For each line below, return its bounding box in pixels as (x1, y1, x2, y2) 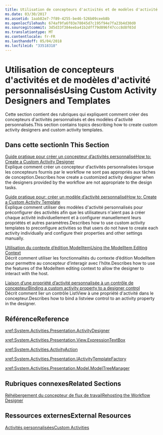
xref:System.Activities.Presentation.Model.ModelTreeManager (5, 365, 130, 371)
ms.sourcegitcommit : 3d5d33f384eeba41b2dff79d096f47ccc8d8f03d (5, 25, 136, 30)
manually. (5, 235, 24, 241)
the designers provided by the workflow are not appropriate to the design (5, 179, 152, 185)
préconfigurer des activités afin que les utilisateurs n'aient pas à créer (5, 209, 145, 215)
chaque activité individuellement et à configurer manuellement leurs (5, 215, 142, 221)
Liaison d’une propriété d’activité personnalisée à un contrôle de (5, 280, 134, 286)
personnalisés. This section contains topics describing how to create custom (5, 122, 158, 127)
